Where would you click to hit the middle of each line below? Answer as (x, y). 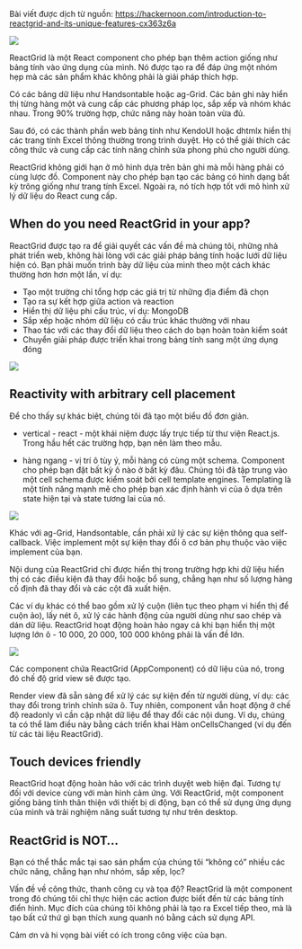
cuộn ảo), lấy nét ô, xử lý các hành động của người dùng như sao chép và (145, 615)
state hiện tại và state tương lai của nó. (94, 498)
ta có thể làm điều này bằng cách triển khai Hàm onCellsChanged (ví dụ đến (151, 724)
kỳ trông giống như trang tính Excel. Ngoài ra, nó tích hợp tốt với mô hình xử (150, 186)
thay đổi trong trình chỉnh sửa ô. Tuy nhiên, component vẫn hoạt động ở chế (150, 705)
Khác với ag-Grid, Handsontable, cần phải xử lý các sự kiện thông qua (139, 532)
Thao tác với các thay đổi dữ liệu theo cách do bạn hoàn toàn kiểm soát (155, 330)
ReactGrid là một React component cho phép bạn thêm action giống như (143, 58)
